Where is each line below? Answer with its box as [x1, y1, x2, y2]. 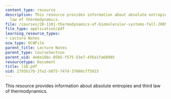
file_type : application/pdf [5, 26, 65, 31]
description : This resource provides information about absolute [5, 12, 147, 17]
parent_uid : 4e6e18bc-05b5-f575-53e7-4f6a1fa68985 [5, 54, 115, 60]
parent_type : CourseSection [5, 50, 65, 55]
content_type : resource [5, 7, 56, 13]
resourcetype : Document [5, 59, 56, 64]
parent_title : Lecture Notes [5, 45, 67, 50]
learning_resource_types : [5, 31, 60, 36]
